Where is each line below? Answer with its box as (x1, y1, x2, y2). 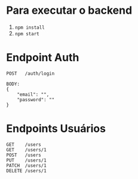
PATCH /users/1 (6, 162, 47, 168)
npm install (14, 25, 45, 31)
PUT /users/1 (6, 157, 47, 163)
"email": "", (17, 91, 50, 98)
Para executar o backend (6, 4, 133, 17)
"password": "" (17, 96, 55, 102)
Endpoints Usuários (6, 122, 106, 135)
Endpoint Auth (6, 51, 79, 65)
